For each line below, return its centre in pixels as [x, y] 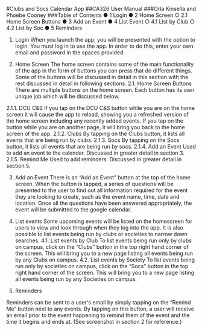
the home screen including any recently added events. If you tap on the [95, 121]
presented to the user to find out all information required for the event [101, 190]
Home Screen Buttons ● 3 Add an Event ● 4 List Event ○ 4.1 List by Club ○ [100, 21]
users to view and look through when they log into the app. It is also [99, 228]
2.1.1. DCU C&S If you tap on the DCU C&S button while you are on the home [100, 108]
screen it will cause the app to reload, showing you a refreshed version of [97, 114]
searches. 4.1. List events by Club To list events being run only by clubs [103, 240]
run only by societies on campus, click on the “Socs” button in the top [102, 266]
